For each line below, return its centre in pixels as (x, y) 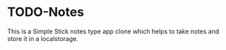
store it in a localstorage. (43, 38)
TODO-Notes (46, 12)
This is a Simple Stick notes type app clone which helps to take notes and (113, 31)
